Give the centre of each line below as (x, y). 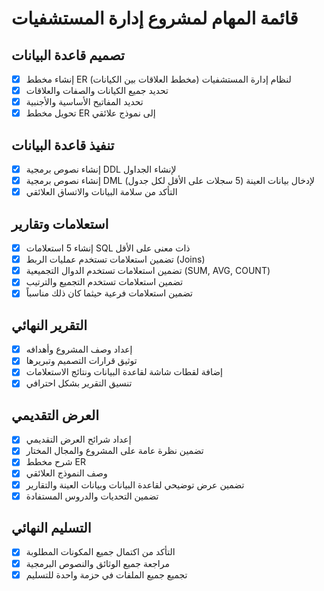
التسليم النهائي (51, 528)
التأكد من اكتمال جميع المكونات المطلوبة (100, 552)
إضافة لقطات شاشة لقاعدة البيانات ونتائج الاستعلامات (124, 372)
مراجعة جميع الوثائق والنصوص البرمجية (97, 563)
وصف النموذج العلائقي (66, 473)
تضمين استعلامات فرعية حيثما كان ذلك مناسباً (109, 293)
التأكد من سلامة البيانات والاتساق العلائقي (101, 192)
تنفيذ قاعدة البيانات (63, 145)
